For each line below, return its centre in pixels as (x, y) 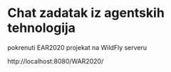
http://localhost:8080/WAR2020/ (56, 61)
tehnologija (42, 28)
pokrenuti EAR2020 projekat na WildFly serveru (77, 47)
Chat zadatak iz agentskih (86, 13)
